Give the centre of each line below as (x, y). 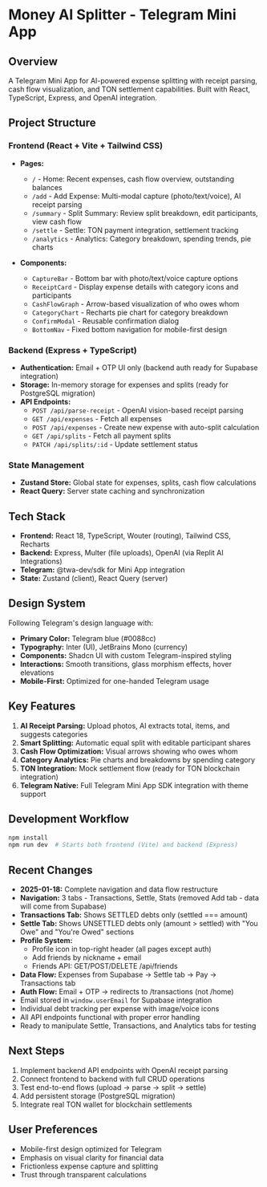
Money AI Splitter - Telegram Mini (122, 15)
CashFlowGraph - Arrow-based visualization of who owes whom (136, 303)
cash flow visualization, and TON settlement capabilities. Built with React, (129, 89)
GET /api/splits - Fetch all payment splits (101, 436)
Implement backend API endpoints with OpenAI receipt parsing (124, 1070)
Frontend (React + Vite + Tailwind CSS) (85, 146)
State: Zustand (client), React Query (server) (94, 579)
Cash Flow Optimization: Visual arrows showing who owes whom (129, 751)
